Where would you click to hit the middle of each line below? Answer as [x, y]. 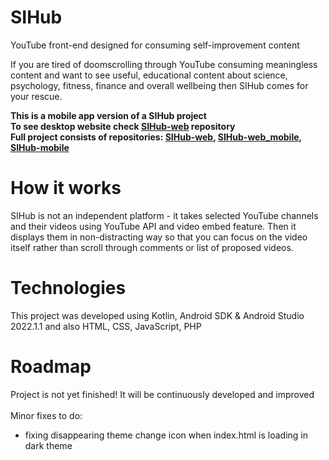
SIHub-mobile [40, 147]
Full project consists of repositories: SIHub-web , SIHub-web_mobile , [156, 137]
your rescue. [36, 96]
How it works [66, 188]
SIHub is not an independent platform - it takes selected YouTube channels [164, 215]
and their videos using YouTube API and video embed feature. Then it [153, 226]
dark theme [48, 445]
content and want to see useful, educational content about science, [149, 75]
